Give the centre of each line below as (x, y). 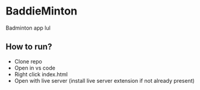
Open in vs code (35, 68)
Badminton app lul (28, 28)
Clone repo (28, 61)
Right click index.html (41, 74)
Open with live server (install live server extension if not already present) (105, 80)
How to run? (29, 47)
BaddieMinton (42, 11)
